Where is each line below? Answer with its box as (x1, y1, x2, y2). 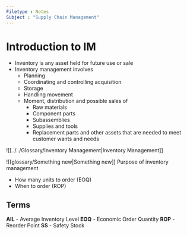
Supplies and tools (32, 123, 78, 130)
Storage (23, 84, 43, 92)
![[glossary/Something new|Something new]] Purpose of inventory (6, 158, 169, 165)
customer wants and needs (32, 135, 100, 143)
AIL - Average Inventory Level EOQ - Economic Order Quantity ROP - (6, 215, 175, 223)
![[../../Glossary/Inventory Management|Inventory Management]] (6, 147, 163, 154)
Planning (23, 72, 46, 79)
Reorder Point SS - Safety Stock (6, 222, 85, 229)
